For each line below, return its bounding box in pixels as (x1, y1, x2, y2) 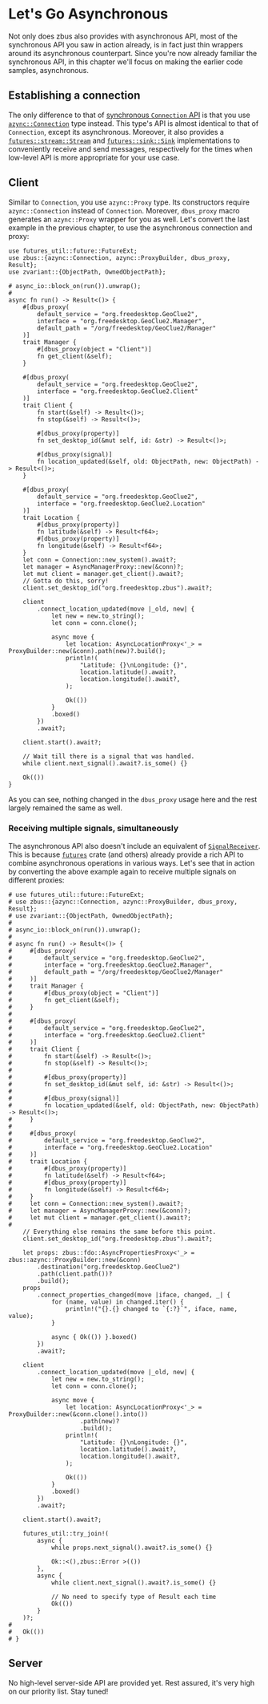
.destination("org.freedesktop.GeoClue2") (37, 1263, 181, 1271)
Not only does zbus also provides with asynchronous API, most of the (8, 31, 238, 41)
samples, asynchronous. (8, 65, 90, 75)
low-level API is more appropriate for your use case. (8, 152, 180, 162)
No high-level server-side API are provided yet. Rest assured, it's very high (8, 1678, 255, 1687)
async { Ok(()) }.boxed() (50, 1333, 138, 1341)
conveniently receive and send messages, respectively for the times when (8, 144, 254, 153)
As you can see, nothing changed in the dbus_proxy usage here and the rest (8, 794, 258, 804)
